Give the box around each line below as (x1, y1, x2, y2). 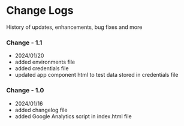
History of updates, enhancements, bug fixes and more (6, 23, 143, 31)
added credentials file (14, 65, 69, 72)
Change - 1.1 (6, 38, 43, 47)
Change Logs (6, 4, 74, 17)
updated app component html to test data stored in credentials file (14, 71, 179, 79)
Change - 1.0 (6, 86, 44, 95)
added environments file (14, 58, 76, 66)
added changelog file (14, 106, 68, 113)
